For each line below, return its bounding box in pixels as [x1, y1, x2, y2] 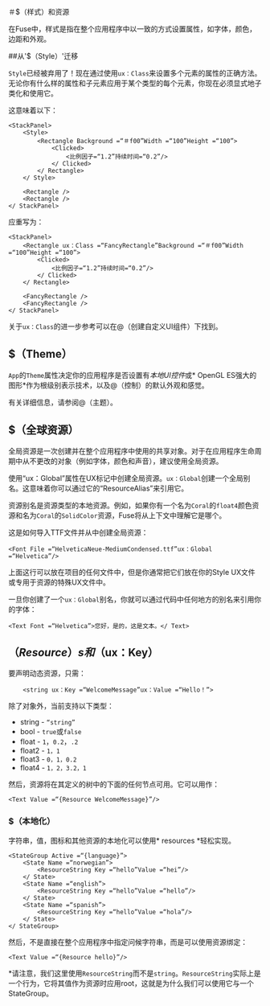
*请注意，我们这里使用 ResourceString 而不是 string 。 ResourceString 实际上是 [8, 968, 261, 978]
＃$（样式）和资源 [8, 7, 70, 16]
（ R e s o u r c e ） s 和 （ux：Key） [8, 646, 159, 659]
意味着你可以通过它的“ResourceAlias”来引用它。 [29, 483, 189, 493]
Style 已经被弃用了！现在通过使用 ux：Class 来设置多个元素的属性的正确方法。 [8, 68, 262, 78]
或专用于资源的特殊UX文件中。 [8, 577, 110, 587]
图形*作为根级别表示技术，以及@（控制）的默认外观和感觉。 [8, 380, 209, 390]
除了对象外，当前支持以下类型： [8, 701, 114, 711]
